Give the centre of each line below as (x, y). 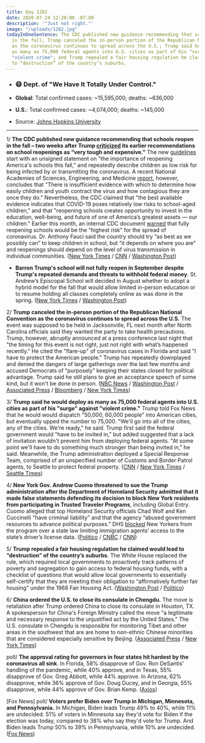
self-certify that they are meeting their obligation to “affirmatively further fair (102, 581)
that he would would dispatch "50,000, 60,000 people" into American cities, (102, 415)
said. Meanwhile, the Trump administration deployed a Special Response (98, 453)
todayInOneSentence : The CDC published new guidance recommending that (99, 35)
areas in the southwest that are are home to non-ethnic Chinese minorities (100, 632)
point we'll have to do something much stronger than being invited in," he (98, 447)
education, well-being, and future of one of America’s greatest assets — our (102, 217)
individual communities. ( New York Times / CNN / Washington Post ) (92, 256)
